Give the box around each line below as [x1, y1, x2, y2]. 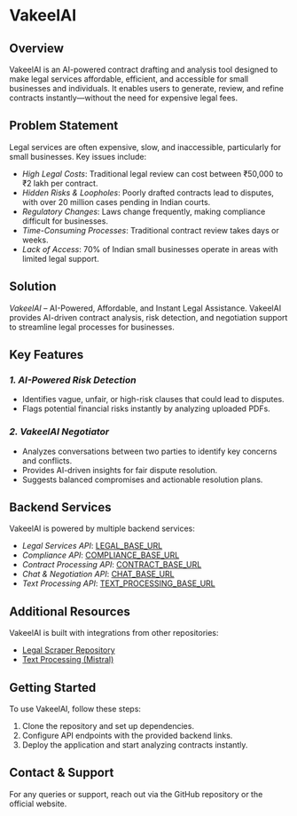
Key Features [9, 347, 84, 362]
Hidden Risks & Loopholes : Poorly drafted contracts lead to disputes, [21, 187, 275, 198]
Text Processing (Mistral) [21, 654, 114, 665]
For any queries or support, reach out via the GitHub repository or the [9, 788, 263, 799]
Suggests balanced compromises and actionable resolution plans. [21, 474, 263, 485]
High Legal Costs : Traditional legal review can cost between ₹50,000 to [21, 168, 284, 178]
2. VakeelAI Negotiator [9, 425, 110, 438]
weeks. [21, 234, 49, 245]
